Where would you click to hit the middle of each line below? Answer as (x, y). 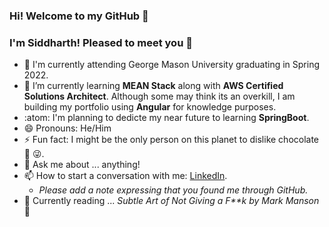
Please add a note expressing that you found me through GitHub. (173, 190)
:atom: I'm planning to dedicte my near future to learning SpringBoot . (166, 118)
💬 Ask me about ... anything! (82, 165)
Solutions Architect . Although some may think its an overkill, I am (159, 96)
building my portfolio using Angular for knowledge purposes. (150, 107)
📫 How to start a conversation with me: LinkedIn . (125, 176)
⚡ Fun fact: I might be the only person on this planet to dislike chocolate (171, 140)
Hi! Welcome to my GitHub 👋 (79, 16)
